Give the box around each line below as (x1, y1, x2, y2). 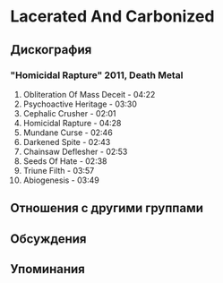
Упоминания (10, 262, 86, 277)
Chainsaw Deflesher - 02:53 (22, 146, 128, 157)
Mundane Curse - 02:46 (22, 127, 113, 138)
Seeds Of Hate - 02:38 (22, 155, 107, 167)
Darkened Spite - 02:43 (22, 136, 111, 147)
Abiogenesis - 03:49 (22, 175, 99, 185)
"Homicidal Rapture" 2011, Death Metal (10, 69, 184, 81)
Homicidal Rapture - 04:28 (22, 117, 122, 128)
